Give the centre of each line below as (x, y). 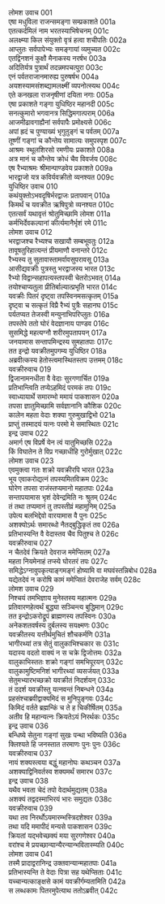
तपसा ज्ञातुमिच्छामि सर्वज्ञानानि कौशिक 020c (65, 406)
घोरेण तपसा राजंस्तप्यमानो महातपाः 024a (61, 488)
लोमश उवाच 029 (31, 589)
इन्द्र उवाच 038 (28, 781)
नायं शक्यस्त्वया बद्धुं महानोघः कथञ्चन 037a (65, 763)
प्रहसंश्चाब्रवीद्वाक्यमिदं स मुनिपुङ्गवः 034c (61, 698)
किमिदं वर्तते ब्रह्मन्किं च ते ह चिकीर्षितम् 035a (66, 708)
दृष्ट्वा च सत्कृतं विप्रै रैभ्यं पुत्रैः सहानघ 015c (63, 305)
